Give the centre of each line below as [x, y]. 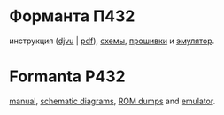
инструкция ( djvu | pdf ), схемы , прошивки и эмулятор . [112, 41]
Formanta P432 [67, 77]
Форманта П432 [72, 16]
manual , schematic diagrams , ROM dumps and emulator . [112, 101]
